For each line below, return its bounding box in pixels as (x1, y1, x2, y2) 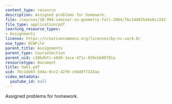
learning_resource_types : (5, 27, 60, 32)
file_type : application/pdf (5, 22, 66, 27)
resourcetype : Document (5, 60, 56, 65)
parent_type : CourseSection (5, 50, 66, 55)
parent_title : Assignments (5, 46, 63, 51)
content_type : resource (5, 7, 56, 13)
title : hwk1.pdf (5, 65, 40, 70)
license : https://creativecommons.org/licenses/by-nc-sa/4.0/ (5, 36, 141, 41)
